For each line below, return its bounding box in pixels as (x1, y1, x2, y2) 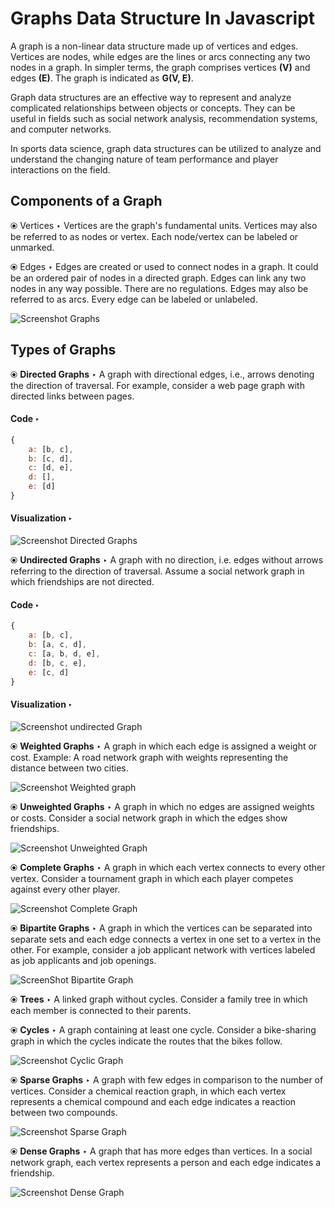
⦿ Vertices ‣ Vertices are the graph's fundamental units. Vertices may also (10, 219, 318, 231)
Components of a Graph (10, 193, 163, 210)
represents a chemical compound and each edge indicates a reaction (10, 1095, 297, 1107)
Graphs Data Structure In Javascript (10, 7, 316, 30)
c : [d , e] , (28, 463, 74, 473)
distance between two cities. (10, 762, 129, 774)
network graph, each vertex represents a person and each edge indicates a (10, 1156, 322, 1168)
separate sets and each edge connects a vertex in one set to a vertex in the (10, 933, 322, 945)
